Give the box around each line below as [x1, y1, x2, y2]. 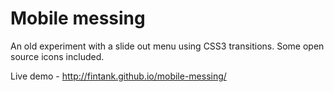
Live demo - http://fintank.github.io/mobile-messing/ [10, 70, 227, 82]
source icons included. [10, 50, 105, 62]
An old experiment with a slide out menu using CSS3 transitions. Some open [10, 40, 325, 52]
